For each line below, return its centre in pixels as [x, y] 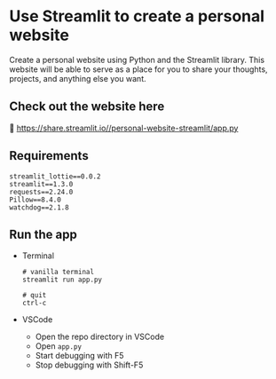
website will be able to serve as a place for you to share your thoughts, [138, 69]
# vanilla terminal [58, 272]
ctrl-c [34, 304]
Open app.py [59, 346]
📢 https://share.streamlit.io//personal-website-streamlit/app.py [124, 128]
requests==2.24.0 [41, 192]
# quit [34, 296]
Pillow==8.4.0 [35, 200]
